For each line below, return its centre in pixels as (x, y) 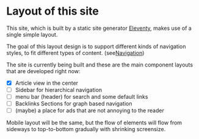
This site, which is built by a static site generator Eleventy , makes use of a (99, 28)
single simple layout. (32, 34)
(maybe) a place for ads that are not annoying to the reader (90, 110)
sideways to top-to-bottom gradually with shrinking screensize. (86, 129)
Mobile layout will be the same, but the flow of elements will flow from (94, 123)
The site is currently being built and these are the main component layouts (100, 65)
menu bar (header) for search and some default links (81, 97)
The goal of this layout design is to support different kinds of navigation (96, 46)
